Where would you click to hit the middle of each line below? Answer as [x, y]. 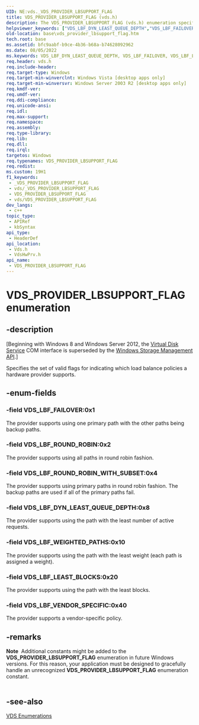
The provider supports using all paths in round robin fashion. [80, 458]
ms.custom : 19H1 [26, 172]
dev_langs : [20, 205]
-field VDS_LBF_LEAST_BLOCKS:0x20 [62, 577]
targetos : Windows [29, 155]
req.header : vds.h [29, 61]
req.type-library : [29, 133]
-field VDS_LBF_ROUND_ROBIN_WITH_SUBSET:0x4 [82, 473]
